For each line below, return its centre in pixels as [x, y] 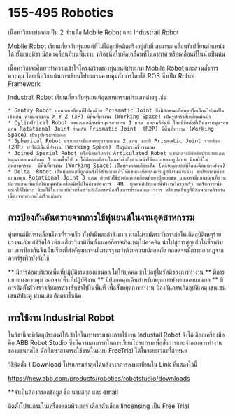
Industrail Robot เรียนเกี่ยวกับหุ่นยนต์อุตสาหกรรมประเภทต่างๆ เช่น [87, 97]
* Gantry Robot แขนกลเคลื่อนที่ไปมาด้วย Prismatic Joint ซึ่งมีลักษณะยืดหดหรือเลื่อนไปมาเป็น [116, 110]
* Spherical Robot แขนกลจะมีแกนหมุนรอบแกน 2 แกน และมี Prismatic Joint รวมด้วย [114, 141]
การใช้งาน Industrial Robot [61, 318]
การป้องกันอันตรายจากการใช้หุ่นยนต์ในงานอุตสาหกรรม [101, 218]
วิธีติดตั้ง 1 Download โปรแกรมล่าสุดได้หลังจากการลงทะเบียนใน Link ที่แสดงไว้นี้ [103, 364]
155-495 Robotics [61, 13]
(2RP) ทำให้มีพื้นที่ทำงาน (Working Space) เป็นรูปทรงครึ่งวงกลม [81, 147]
